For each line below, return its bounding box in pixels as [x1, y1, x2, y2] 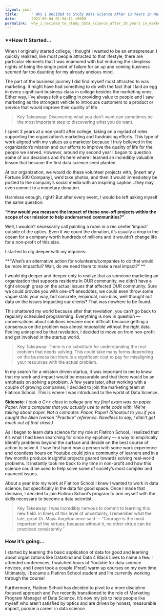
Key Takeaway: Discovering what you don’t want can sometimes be [17, 113, 153, 120]
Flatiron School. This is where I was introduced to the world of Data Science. [5, 389, 159, 395]
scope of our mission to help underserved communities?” [5, 214, 124, 220]
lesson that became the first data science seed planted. [5, 159, 117, 165]
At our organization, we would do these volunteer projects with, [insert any [5, 169, 155, 175]
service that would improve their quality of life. [5, 104, 99, 110]
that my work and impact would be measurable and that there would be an [5, 374, 155, 379]
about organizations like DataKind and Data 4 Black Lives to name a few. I [5, 554, 153, 560]
